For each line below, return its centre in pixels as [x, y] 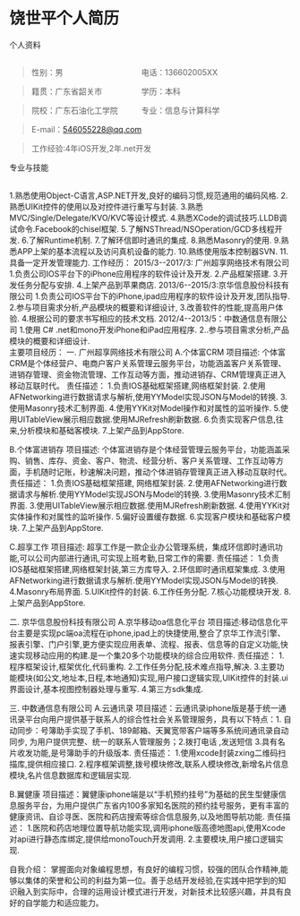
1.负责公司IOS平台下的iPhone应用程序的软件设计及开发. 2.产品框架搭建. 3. [145, 273]
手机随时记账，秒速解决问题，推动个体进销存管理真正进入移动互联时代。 [158, 472]
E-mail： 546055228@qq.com [86, 130]
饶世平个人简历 [64, 18]
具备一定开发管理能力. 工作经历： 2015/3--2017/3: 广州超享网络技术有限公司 [150, 262]
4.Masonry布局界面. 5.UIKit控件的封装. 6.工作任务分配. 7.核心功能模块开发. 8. [150, 591]
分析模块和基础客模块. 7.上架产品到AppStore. [102, 430]
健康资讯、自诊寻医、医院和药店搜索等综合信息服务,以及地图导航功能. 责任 [146, 817]
